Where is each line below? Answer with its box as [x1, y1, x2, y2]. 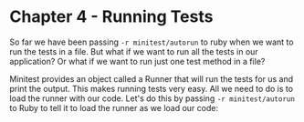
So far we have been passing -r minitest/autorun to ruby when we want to [9, 36, 294, 47]
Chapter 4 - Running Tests [9, 6, 214, 27]
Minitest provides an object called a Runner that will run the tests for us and [9, 73, 294, 84]
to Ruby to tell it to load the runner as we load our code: [9, 102, 219, 113]
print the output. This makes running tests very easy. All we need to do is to [9, 83, 294, 94]
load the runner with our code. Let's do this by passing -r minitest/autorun [9, 93, 295, 104]
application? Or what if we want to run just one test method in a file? [9, 56, 266, 66]
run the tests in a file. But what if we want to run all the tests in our [9, 46, 258, 56]
